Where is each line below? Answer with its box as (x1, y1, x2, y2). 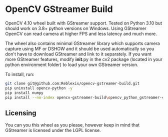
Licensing (5, 108, 36, 117)
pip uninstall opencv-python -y (5, 85, 72, 90)
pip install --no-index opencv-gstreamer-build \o (5, 95, 111, 100)
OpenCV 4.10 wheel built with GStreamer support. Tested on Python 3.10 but (5, 20, 162, 26)
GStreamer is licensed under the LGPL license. (5, 127, 101, 133)
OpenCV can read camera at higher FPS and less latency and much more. (5, 30, 157, 36)
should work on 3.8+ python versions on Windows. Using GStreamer (5, 25, 146, 31)
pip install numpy (5, 90, 43, 95)
